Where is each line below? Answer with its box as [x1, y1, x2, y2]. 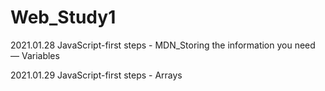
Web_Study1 [10, 6, 117, 29]
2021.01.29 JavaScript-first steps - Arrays [10, 69, 183, 81]
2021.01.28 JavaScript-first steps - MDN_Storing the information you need [10, 39, 316, 51]
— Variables [10, 49, 60, 61]
